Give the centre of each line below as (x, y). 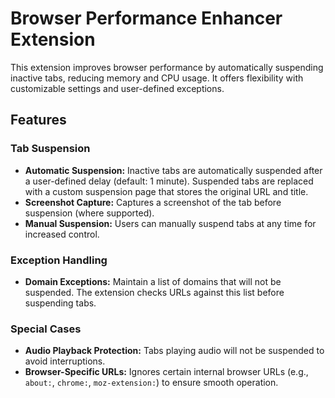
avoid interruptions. (65, 361)
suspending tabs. (60, 303)
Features (38, 120)
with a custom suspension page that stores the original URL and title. (166, 191)
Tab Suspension (50, 149)
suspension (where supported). (89, 213)
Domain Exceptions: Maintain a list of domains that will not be (153, 281)
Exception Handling (59, 260)
